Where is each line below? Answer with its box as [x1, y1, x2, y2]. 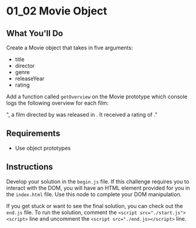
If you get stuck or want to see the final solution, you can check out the [6, 202, 183, 209]
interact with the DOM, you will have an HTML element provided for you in [6, 184, 190, 191]
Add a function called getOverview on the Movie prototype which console [6, 93, 188, 100]
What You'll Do [6, 28, 63, 39]
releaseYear [14, 75, 45, 82]
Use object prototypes [14, 144, 71, 152]
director [14, 62, 35, 69]
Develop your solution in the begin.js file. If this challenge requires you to [6, 177, 189, 185]
